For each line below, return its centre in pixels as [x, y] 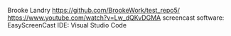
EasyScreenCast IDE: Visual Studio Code [67, 25]
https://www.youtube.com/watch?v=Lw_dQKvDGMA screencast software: [116, 18]
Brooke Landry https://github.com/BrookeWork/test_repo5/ [93, 10]
